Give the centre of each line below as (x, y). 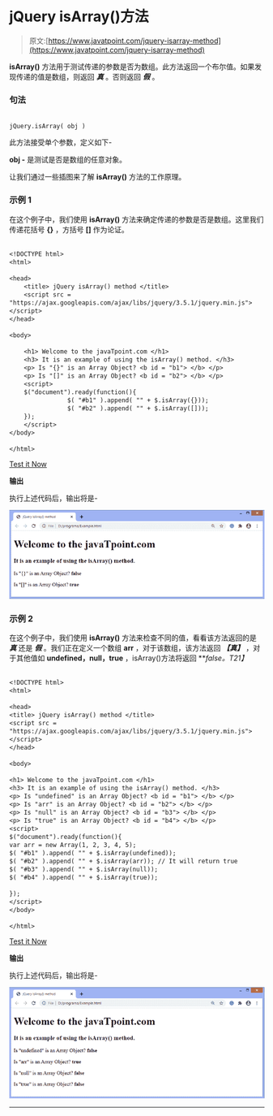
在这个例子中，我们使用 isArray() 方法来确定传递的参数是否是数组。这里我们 (136, 219)
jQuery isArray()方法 (79, 17)
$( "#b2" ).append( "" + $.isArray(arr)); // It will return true (124, 861)
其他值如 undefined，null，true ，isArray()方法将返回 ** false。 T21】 (132, 658)
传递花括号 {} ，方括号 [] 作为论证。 (69, 229)
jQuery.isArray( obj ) (47, 127)
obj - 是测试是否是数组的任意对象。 (68, 160)
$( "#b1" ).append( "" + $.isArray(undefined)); (93, 853)
